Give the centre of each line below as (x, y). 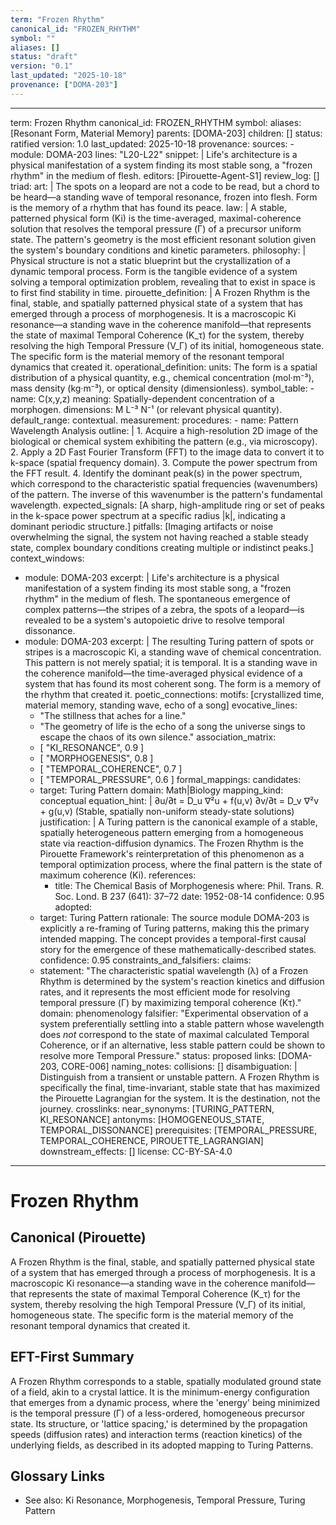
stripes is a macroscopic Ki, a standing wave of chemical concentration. (173, 652)
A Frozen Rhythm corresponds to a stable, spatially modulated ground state (166, 1381)
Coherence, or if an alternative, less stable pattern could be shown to (182, 1045)
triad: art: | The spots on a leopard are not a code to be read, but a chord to (165, 186)
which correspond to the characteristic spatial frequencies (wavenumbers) (164, 483)
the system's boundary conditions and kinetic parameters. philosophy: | (158, 250)
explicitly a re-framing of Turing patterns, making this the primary (174, 928)
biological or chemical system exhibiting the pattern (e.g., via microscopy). (164, 441)
